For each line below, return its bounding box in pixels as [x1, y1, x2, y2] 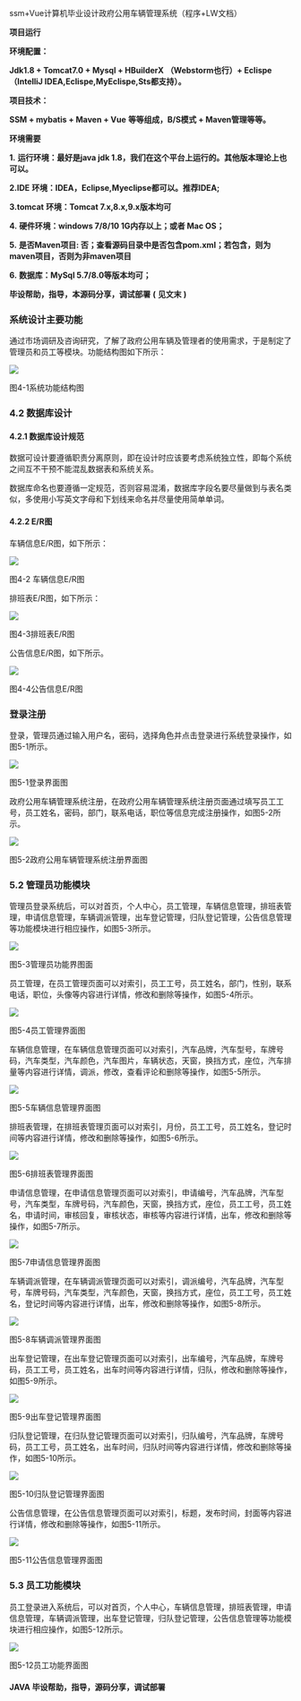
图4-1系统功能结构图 [9, 382, 85, 393]
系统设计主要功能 [9, 313, 83, 325]
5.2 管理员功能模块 [9, 879, 90, 891]
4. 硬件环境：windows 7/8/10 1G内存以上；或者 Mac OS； [9, 220, 225, 231]
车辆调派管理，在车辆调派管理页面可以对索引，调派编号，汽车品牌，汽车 [9, 1276, 276, 1287]
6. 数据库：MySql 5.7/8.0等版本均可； [9, 270, 151, 280]
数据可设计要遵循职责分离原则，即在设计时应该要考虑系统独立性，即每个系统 [9, 452, 292, 463]
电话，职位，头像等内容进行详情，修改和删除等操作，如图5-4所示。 [9, 989, 258, 1001]
